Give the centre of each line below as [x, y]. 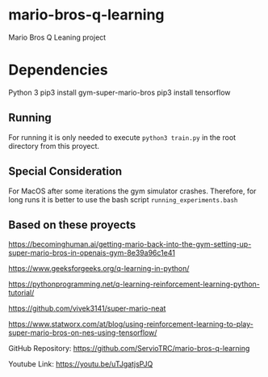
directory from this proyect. [54, 146]
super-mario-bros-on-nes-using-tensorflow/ [83, 333]
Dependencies [58, 70]
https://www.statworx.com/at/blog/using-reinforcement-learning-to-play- [131, 324]
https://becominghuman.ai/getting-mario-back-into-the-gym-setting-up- [130, 244]
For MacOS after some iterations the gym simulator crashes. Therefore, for [132, 191]
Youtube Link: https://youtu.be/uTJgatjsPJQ [81, 364]
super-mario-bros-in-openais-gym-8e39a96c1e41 [92, 253]
